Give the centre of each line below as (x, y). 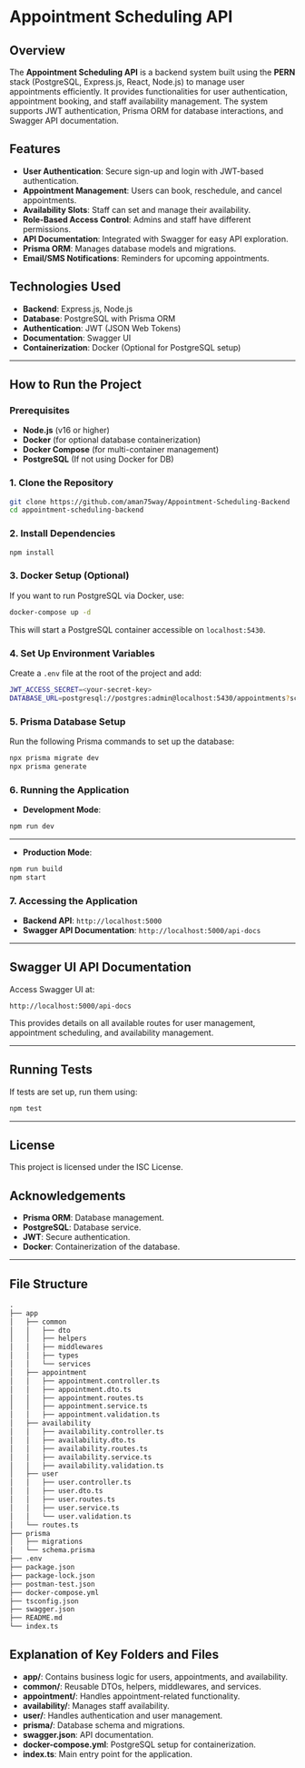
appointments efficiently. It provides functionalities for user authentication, (149, 91)
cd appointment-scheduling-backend (77, 510)
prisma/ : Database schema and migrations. (103, 1725)
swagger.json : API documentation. (88, 1734)
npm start (28, 877)
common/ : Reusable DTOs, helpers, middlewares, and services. (142, 1686)
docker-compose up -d (50, 612)
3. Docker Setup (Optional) (69, 575)
